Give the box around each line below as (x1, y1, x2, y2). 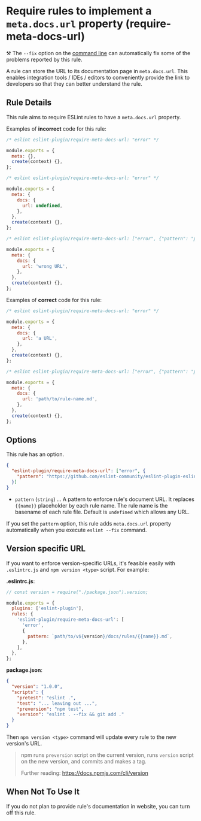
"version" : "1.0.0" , (11, 684, 63, 690)
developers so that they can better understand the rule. (6, 80, 142, 87)
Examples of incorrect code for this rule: (6, 125, 106, 132)
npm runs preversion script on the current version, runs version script (20, 751, 194, 759)
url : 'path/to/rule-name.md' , (22, 396, 98, 402)
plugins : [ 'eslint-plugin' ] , (11, 605, 84, 612)
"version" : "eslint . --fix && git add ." (17, 711, 124, 717)
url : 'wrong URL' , (22, 263, 68, 269)
